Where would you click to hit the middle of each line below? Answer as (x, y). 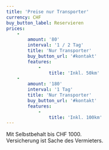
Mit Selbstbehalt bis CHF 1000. (44, 134)
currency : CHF (24, 17)
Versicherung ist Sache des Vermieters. (55, 140)
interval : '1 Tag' (50, 90)
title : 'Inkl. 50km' (74, 73)
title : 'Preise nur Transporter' (48, 12)
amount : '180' (45, 84)
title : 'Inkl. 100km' (75, 117)
